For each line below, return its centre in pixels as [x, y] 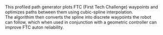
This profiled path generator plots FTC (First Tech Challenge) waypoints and [82, 7]
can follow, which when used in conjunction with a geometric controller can [81, 22]
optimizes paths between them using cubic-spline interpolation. [69, 12]
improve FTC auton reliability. [35, 27]
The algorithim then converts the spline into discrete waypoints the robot [78, 17]
